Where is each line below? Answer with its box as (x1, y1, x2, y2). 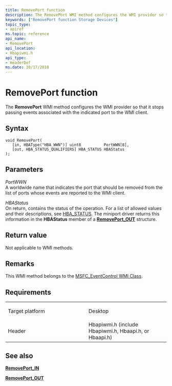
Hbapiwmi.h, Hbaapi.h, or (89, 327, 149, 335)
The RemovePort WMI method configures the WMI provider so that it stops (5, 104, 164, 110)
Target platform (8, 307, 45, 315)
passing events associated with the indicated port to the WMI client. (5, 109, 148, 115)
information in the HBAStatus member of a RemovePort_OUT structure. (5, 216, 157, 222)
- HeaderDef (5, 60, 31, 65)
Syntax (5, 124, 29, 133)
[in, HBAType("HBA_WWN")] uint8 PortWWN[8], (12, 142, 130, 147)
